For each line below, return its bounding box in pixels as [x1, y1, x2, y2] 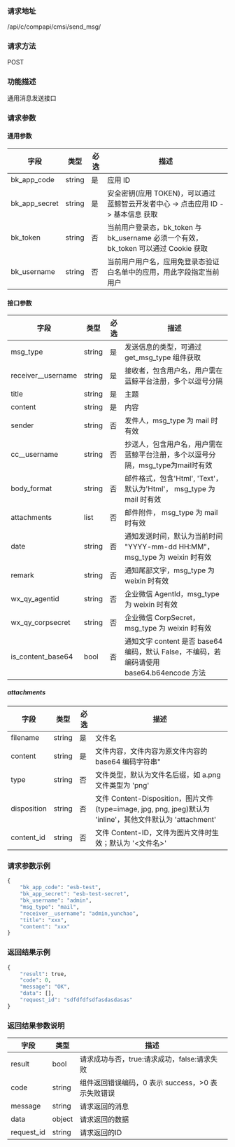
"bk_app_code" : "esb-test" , [20, 884, 101, 891]
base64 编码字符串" [95, 757, 161, 767]
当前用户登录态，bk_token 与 [107, 223, 202, 233]
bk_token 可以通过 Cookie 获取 [107, 244, 208, 254]
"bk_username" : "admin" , [20, 897, 92, 905]
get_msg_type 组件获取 [124, 352, 201, 362]
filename [10, 733, 40, 743]
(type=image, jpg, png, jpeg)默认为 [95, 804, 211, 814]
